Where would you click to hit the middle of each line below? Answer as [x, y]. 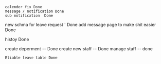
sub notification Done [29, 16]
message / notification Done [35, 11]
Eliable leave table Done [31, 58]
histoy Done [17, 39]
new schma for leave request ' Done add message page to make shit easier [81, 25]
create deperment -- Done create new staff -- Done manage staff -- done [79, 49]
